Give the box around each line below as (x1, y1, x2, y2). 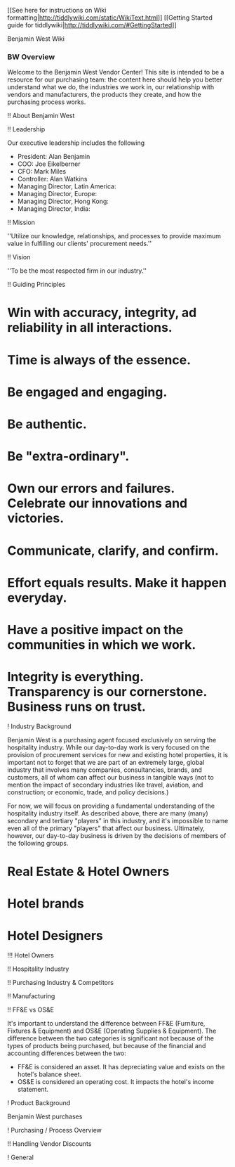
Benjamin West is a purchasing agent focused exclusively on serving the (7, 735, 217, 744)
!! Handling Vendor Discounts (7, 1140, 92, 1148)
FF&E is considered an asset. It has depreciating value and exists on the (17, 1063, 225, 1071)
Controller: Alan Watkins (17, 175, 88, 183)
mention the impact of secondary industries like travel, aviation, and (7, 780, 203, 789)
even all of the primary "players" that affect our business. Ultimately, (7, 824, 206, 832)
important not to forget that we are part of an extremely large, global (7, 758, 205, 766)
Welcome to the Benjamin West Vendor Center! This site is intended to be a (7, 68, 224, 77)
